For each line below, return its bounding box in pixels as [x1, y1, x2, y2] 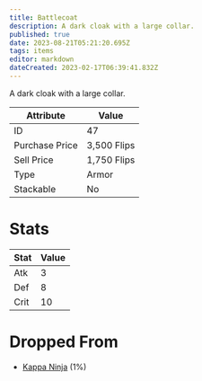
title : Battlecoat [9, 13, 78, 22]
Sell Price [13, 154, 54, 166]
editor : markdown [9, 55, 75, 64]
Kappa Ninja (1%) [22, 361, 87, 372]
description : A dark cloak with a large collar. [9, 22, 195, 31]
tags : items [9, 47, 54, 56]
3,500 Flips [86, 138, 136, 151]
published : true [9, 30, 70, 39]
